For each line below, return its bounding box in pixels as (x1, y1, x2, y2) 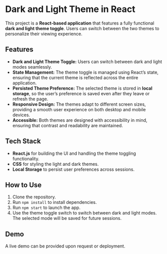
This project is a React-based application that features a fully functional (5, 20, 154, 26)
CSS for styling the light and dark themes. (12, 161, 99, 167)
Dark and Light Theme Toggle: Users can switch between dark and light (12, 59, 162, 65)
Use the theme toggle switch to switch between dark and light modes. (12, 210, 157, 216)
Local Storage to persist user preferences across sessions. (12, 166, 135, 172)
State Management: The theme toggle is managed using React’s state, (12, 69, 159, 75)
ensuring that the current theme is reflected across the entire (12, 74, 138, 81)
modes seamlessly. (12, 64, 52, 70)
